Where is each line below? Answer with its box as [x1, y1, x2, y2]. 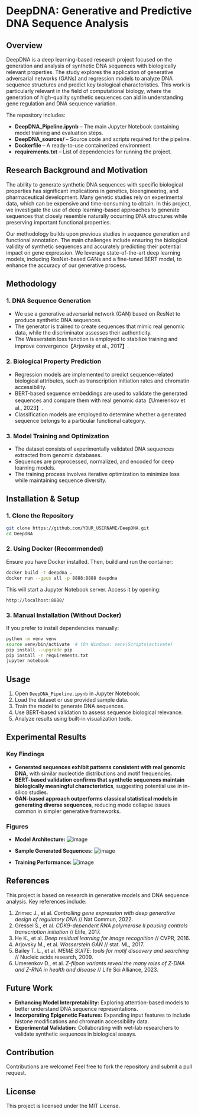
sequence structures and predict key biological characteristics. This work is [6, 81, 191, 88]
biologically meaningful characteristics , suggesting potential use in [14, 782, 182, 789]
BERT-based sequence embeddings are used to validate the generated [14, 390, 188, 397]
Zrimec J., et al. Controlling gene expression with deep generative [14, 909, 176, 916]
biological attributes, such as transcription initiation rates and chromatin [14, 377, 190, 384]
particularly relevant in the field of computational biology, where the [6, 88, 171, 94]
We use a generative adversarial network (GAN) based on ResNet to [14, 310, 181, 317]
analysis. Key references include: [6, 898, 87, 905]
